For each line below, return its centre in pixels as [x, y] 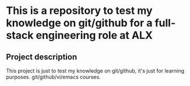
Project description [42, 57]
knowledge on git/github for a [79, 23]
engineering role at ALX [94, 35]
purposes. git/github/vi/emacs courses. [53, 77]
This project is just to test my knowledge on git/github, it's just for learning [95, 71]
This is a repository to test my [79, 11]
